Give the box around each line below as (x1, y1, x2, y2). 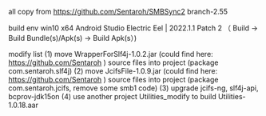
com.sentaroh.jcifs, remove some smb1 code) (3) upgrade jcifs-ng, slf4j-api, (8, 83, 259, 93)
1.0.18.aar (8, 100, 38, 110)
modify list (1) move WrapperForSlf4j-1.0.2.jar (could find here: (8, 50, 213, 58)
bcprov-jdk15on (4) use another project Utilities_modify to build (8, 92, 217, 101)
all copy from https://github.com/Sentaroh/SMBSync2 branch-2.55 (8, 7, 228, 16)
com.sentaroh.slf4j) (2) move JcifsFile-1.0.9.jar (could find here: (8, 66, 218, 75)
